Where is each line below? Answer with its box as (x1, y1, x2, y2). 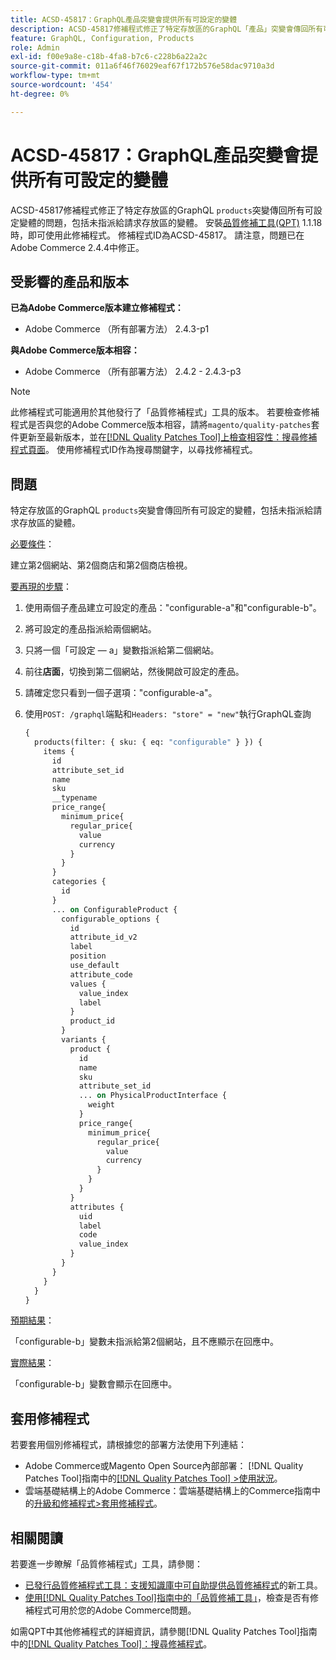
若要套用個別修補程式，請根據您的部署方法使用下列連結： (10, 1439, 247, 1451)
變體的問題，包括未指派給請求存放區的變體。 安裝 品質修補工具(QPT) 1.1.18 (18, 216, 323, 228)
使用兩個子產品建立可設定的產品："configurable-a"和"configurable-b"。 (24, 602, 322, 614)
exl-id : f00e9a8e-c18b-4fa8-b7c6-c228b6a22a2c (10, 52, 208, 62)
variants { (61, 1035, 107, 1045)
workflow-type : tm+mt (10, 71, 101, 81)
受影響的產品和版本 (10, 273, 129, 290)
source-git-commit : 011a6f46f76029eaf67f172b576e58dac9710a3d (10, 61, 275, 71)
